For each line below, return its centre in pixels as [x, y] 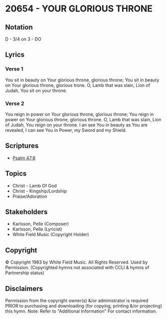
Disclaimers [24, 288]
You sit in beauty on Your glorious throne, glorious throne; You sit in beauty [82, 80]
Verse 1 [14, 69]
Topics [16, 173]
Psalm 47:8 [24, 158]
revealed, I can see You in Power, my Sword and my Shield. [66, 130]
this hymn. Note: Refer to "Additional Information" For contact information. [81, 311]
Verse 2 [15, 103]
